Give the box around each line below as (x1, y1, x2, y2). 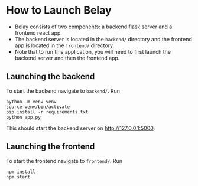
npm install (6, 169, 35, 175)
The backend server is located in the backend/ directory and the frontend (14, 35, 192, 43)
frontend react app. (14, 29, 62, 36)
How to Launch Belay (6, 4, 112, 17)
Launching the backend (6, 71, 95, 81)
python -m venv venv (6, 99, 57, 105)
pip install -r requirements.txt (6, 109, 89, 115)
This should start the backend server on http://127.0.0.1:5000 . (6, 125, 155, 132)
